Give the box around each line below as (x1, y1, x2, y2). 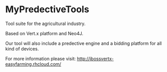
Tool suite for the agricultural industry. (5, 20, 86, 27)
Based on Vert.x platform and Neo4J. (5, 30, 83, 36)
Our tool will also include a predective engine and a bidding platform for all (5, 40, 162, 46)
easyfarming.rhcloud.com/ (5, 61, 61, 67)
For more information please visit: (5, 55, 76, 62)
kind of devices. (5, 45, 39, 52)
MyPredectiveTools (5, 4, 89, 15)
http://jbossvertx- (77, 55, 114, 62)
